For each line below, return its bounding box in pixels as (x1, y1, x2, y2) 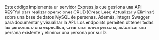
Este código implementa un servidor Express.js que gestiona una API (4, 4, 142, 10)
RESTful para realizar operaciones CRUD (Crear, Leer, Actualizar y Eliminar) (4, 9, 155, 15)
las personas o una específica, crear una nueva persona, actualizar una (4, 25, 147, 30)
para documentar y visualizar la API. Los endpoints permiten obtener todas (4, 19, 154, 25)
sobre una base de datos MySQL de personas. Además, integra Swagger (4, 14, 150, 20)
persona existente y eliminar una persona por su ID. (4, 30, 107, 35)
